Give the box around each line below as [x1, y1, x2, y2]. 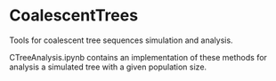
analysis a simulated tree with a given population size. [9, 61, 207, 72]
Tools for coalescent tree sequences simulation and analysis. [9, 35, 233, 45]
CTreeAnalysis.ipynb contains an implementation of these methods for [9, 52, 267, 62]
